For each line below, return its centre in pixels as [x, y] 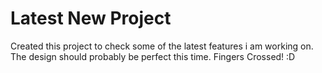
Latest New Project [91, 18]
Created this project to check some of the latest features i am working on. [162, 46]
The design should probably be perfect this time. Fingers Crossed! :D [153, 56]
